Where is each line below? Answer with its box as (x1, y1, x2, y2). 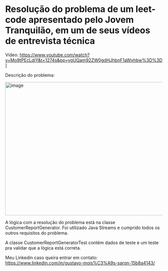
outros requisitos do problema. (5, 230, 68, 236)
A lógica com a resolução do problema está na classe (5, 219, 116, 225)
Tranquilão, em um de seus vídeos (5, 25, 150, 36)
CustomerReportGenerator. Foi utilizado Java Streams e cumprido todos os (5, 225, 160, 231)
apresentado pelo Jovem (28, 14, 134, 25)
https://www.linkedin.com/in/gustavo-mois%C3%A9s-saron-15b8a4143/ (5, 260, 155, 266)
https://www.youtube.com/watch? (19, 51, 90, 58)
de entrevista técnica (5, 35, 95, 47)
